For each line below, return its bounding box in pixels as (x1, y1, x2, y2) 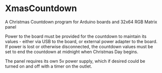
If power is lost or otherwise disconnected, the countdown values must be (5, 44, 153, 49)
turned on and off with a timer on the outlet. (5, 63, 92, 69)
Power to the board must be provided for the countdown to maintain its (5, 33, 147, 39)
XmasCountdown (5, 3, 77, 14)
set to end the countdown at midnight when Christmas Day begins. (5, 49, 138, 55)
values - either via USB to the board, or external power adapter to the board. (5, 38, 158, 44)
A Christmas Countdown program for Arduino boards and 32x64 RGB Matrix (5, 19, 158, 25)
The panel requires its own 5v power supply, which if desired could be (5, 58, 146, 64)
